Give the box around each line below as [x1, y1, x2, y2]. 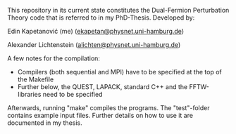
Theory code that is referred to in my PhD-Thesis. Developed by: [7, 13, 195, 22]
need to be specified [42, 91, 103, 98]
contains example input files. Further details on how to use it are [7, 112, 194, 119]
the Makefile [17, 75, 54, 83]
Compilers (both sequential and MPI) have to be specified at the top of [17, 68, 222, 76]
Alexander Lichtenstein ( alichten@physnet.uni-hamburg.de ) [7, 41, 181, 48]
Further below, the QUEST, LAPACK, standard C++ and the [17, 83, 188, 91]
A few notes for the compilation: [7, 54, 101, 62]
